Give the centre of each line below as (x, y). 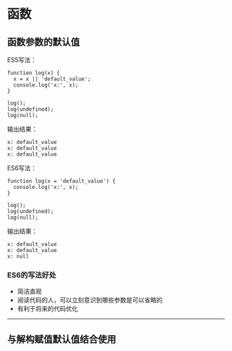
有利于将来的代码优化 (47, 309)
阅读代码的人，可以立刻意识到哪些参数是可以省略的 (90, 300)
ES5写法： (22, 60)
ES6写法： (22, 168)
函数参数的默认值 (43, 42)
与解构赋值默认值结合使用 (61, 339)
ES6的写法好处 (32, 275)
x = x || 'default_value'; (52, 79)
